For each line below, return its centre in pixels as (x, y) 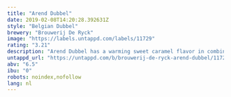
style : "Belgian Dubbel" (43, 26)
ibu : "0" (20, 70)
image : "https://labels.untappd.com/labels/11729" (81, 39)
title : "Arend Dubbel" (40, 13)
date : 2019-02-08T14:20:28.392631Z (58, 20)
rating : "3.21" (29, 45)
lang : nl (20, 83)
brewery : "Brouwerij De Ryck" (51, 32)
